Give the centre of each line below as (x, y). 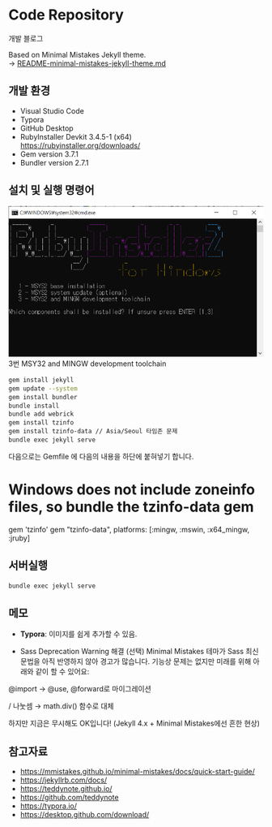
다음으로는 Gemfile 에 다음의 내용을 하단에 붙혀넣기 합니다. (101, 456)
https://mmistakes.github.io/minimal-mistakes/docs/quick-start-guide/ (137, 772)
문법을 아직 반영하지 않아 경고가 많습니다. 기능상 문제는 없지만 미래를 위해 (136, 661)
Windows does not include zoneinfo (132, 490)
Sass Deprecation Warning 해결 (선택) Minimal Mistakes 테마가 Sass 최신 (139, 652)
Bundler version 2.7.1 (54, 162)
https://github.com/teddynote (69, 798)
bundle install (34, 406)
